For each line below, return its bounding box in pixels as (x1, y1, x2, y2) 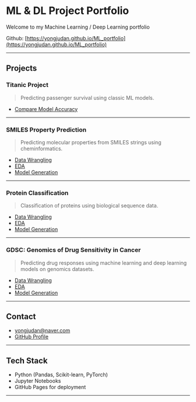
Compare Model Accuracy (14, 105, 78, 112)
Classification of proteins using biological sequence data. (20, 202, 159, 209)
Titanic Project (6, 81, 48, 89)
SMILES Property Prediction (6, 126, 86, 134)
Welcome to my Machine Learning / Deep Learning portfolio (6, 23, 150, 30)
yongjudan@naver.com (14, 327, 71, 334)
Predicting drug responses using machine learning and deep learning (20, 259, 187, 266)
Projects (6, 63, 37, 74)
